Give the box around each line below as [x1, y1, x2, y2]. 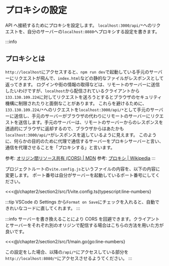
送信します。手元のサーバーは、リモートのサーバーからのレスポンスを [18, 119, 163, 125]
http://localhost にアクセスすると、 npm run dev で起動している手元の [5, 69, 149, 75]
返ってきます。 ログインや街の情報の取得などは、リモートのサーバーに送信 [5, 81, 160, 87]
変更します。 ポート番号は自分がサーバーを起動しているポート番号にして [5, 172, 156, 178]
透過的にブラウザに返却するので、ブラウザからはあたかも [5, 125, 124, 131]
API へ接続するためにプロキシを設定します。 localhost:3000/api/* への [5, 22, 152, 28]
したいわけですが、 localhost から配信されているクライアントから [5, 88, 140, 94]
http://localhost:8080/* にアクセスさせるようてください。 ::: [5, 255, 132, 261]
